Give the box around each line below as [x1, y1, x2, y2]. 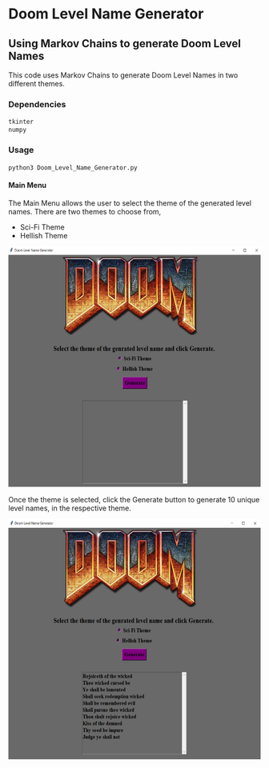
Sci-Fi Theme [19, 222, 66, 232]
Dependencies [8, 98, 66, 110]
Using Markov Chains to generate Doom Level [8, 37, 242, 50]
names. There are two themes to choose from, [8, 206, 162, 216]
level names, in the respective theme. [8, 503, 132, 513]
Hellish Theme [19, 230, 68, 240]
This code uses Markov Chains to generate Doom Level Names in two [8, 70, 239, 80]
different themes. [8, 79, 66, 88]
